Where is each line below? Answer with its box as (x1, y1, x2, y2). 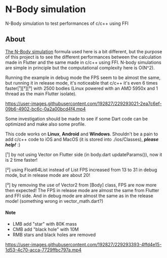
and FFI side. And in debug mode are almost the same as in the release (5, 193, 153, 199)
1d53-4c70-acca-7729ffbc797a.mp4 (5, 247, 82, 253)
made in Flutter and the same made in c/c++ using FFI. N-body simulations (5, 59, 161, 65)
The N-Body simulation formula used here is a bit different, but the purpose (5, 48, 162, 54)
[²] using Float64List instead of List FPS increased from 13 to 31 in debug (5, 166, 157, 173)
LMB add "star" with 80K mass (12, 220, 77, 227)
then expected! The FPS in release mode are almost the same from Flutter (5, 187, 159, 193)
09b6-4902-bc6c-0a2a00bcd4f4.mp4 (5, 105, 86, 112)
